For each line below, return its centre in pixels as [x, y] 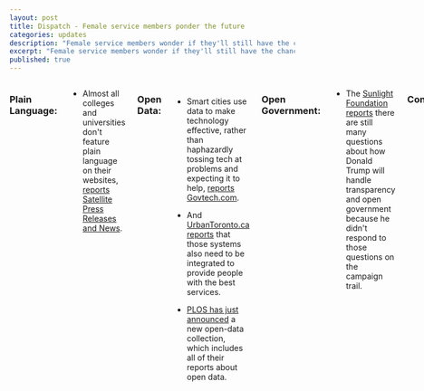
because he [368, 219]
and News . [103, 228]
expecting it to [213, 178]
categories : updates [48, 34]
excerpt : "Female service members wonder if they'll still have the [141, 52]
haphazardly [210, 149]
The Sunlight [370, 93]
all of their [206, 358]
